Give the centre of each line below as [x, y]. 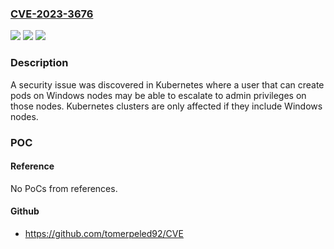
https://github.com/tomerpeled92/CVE [104, 233]
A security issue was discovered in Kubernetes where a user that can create [167, 84]
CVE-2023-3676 [52, 14]
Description [39, 63]
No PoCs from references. [64, 188]
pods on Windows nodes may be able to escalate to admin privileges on [158, 95]
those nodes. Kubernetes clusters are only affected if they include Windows [166, 106]
